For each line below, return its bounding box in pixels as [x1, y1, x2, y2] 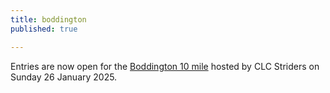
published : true [10, 24, 78, 34]
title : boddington [10, 14, 87, 25]
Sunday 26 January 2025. [10, 71, 118, 83]
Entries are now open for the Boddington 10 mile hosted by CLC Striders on [10, 60, 320, 72]
